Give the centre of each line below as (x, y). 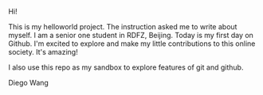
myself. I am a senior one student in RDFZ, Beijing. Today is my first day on (131, 35)
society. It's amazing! (43, 52)
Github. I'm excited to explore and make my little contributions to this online (132, 44)
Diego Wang (29, 83)
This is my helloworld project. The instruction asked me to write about (123, 27)
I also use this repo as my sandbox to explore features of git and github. (126, 67)
